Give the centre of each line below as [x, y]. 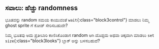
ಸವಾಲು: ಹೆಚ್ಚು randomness [41, 8]
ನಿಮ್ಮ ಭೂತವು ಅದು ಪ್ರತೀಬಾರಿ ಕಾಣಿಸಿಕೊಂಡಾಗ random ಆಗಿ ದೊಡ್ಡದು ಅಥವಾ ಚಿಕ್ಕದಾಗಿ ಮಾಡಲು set [80, 35]
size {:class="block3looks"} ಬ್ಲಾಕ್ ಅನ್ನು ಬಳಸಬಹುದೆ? [52, 41]
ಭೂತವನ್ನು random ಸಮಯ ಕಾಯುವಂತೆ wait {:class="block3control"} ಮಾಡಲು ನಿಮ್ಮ [77, 20]
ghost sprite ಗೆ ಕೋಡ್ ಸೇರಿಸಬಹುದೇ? [36, 25]
